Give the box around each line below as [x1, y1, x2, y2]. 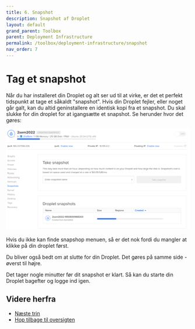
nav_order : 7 [6, 47, 38, 53]
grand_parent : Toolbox [6, 28, 61, 34]
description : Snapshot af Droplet [6, 15, 90, 22]
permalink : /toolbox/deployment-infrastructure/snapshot [6, 40, 148, 46]
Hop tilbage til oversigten [14, 316, 75, 323]
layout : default [6, 22, 46, 28]
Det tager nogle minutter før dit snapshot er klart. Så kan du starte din [6, 271, 173, 278]
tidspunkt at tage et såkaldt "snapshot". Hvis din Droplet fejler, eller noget [6, 98, 183, 105]
